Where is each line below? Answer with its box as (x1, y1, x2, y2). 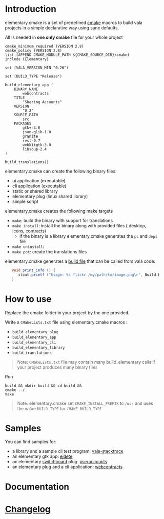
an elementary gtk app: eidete (12, 453, 73, 459)
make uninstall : (12, 244, 45, 249)
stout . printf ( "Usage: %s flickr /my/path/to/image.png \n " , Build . (18, 272, 159, 277)
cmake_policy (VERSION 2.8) (5, 48, 62, 53)
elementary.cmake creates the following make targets (5, 208, 113, 214)
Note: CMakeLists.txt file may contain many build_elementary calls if (17, 359, 155, 365)
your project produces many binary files (17, 364, 98, 370)
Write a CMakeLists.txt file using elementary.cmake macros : (5, 319, 128, 325)
